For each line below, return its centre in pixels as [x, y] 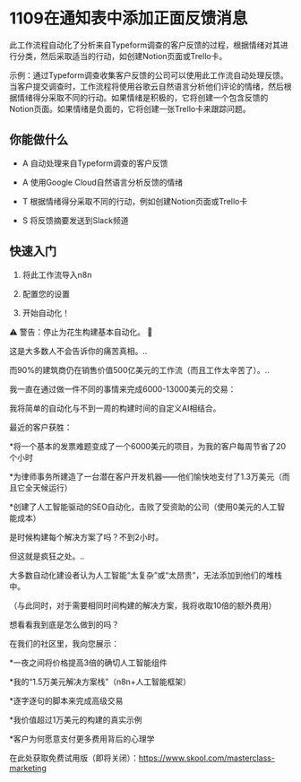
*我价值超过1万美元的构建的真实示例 [76, 719]
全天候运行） [48, 487]
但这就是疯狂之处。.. [47, 556]
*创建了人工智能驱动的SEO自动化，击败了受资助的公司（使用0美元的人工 [143, 507]
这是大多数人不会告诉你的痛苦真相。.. [78, 351]
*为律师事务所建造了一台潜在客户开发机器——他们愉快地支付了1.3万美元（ [146, 476]
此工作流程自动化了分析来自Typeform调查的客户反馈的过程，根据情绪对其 [145, 45]
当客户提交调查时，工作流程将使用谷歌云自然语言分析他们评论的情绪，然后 [146, 86]
